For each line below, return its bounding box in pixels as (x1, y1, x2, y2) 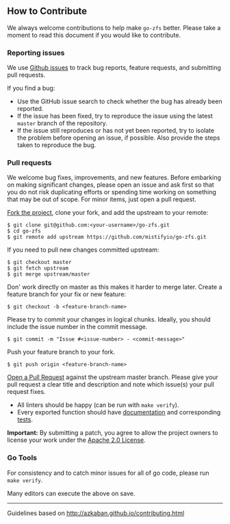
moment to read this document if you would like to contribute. (7, 31, 181, 39)
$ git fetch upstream (7, 265, 69, 272)
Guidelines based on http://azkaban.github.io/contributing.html (7, 509, 185, 517)
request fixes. (7, 388, 46, 396)
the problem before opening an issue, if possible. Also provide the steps (16, 133, 220, 142)
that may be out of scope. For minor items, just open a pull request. (7, 195, 196, 204)
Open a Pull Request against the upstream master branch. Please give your (7, 373, 219, 382)
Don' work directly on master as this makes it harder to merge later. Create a (7, 283, 222, 291)
